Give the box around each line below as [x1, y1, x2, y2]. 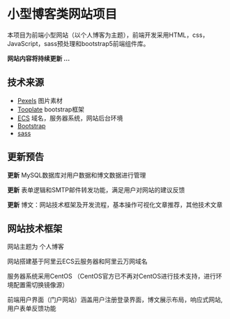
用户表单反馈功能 [7, 304, 56, 313]
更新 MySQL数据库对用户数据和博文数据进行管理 [7, 171, 146, 179]
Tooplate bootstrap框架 [17, 105, 85, 114]
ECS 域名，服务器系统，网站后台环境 [17, 114, 123, 122]
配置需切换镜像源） [13, 281, 68, 289]
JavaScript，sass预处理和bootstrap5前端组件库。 [7, 39, 150, 47]
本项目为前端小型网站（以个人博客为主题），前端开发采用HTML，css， [7, 31, 209, 39]
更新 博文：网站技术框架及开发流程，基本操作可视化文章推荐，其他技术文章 [7, 200, 223, 209]
